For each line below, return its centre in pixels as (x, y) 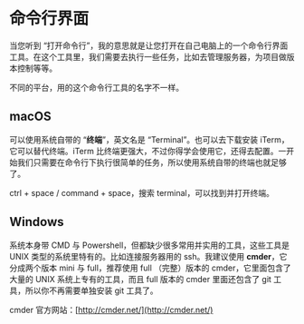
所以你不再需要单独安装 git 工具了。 (91, 290)
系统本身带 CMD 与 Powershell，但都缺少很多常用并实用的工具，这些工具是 (150, 245)
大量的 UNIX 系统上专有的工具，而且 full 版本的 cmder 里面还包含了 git (140, 279)
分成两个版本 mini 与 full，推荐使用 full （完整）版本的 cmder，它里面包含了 (150, 268)
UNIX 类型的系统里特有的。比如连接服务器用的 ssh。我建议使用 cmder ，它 (148, 256)
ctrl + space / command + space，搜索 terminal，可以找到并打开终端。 (142, 192)
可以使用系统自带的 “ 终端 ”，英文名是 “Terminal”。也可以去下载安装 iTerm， (149, 139)
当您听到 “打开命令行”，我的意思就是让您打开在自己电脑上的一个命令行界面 (149, 45)
